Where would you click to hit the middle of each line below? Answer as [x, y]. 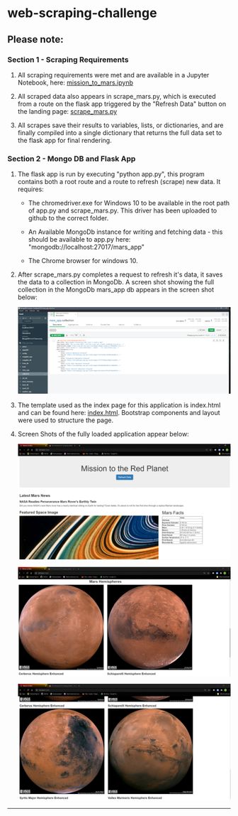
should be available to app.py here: [79, 240]
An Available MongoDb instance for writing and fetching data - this [125, 232]
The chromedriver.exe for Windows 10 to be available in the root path [129, 203]
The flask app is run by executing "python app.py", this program [111, 174]
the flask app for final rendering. [64, 140]
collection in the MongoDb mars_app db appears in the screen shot [116, 290]
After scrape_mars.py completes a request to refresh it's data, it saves [120, 274]
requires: [30, 189]
